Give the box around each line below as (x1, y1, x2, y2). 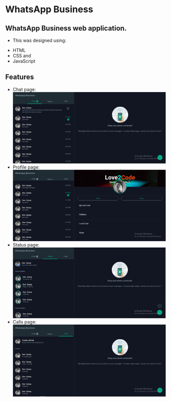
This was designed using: (12, 37, 67, 43)
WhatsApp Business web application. (5, 24, 127, 33)
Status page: (12, 242, 40, 248)
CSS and (12, 52, 32, 59)
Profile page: (12, 164, 40, 170)
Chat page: (12, 86, 37, 92)
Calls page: (12, 319, 37, 325)
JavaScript (12, 58, 36, 64)
